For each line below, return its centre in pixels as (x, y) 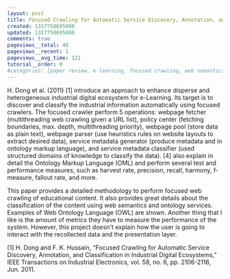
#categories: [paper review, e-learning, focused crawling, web (101, 70)
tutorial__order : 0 (35, 64)
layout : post (26, 13)
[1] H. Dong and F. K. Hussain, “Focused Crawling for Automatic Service (108, 248)
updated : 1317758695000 (41, 32)
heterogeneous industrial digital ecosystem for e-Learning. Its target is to (110, 97)
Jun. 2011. (21, 269)
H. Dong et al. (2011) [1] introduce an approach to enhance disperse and (108, 90)
